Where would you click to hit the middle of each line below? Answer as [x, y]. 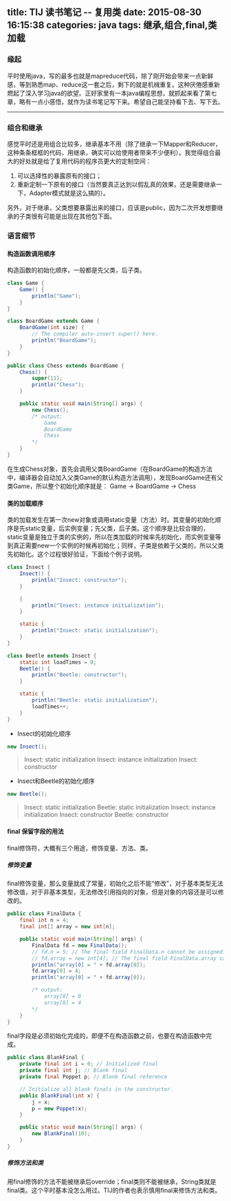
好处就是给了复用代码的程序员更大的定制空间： [85, 161]
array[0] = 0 [62, 996]
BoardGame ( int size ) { [52, 328]
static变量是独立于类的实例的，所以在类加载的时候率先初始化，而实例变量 [111, 537]
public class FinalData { [44, 914]
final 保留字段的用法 [35, 831]
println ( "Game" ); [56, 296]
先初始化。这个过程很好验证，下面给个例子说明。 [76, 554]
